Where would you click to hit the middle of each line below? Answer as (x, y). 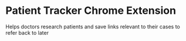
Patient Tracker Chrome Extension (91, 11)
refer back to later (27, 32)
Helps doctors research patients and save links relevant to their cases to (93, 27)
